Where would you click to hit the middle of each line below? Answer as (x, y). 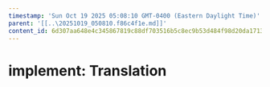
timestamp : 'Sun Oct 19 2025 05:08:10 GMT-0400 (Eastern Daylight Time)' (135, 16)
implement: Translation (88, 70)
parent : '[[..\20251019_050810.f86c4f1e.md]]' (88, 23)
